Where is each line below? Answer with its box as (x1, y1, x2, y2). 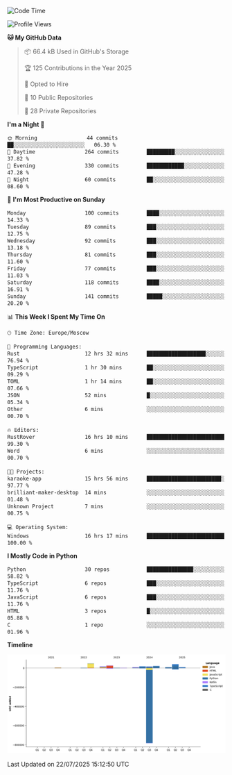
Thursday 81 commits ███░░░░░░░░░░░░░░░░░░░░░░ (7, 251, 225, 258)
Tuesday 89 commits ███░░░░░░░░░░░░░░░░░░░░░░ (7, 224, 225, 231)
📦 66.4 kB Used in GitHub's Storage (24, 47, 130, 56)
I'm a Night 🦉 (7, 120, 45, 128)
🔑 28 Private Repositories (24, 107, 97, 115)
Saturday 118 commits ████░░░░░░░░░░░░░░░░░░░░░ (7, 279, 225, 286)
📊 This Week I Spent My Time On (7, 312, 105, 321)
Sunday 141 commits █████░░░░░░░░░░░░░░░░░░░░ (7, 293, 225, 300)
